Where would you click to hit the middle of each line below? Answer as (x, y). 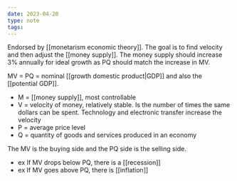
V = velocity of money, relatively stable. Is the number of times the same (123, 105)
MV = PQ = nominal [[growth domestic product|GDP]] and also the (105, 76)
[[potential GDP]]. (33, 84)
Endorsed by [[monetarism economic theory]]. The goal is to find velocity (115, 48)
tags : (15, 27)
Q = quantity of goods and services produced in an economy (107, 135)
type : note (23, 21)
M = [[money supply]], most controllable (77, 97)
